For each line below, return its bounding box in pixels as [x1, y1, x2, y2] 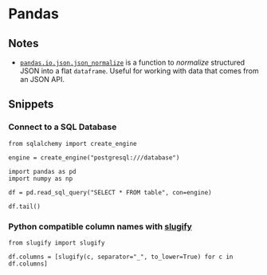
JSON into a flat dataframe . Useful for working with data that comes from [19, 66, 259, 76]
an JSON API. [19, 75, 65, 84]
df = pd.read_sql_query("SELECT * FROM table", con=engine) [8, 188, 213, 196]
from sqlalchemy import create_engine [8, 139, 137, 147]
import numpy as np [8, 175, 73, 183]
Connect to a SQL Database [8, 121, 117, 132]
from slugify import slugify [8, 238, 105, 247]
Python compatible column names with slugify [8, 221, 193, 232]
